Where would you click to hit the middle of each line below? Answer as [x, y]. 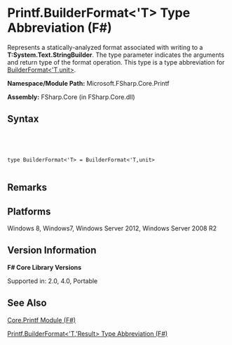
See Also [27, 303]
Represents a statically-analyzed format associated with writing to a [105, 47]
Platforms [29, 211]
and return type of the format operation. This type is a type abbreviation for [116, 62]
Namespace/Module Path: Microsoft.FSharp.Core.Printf [88, 83]
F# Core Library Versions [45, 267]
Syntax [23, 119]
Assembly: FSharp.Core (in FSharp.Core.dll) [71, 97]
